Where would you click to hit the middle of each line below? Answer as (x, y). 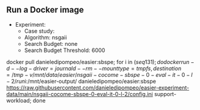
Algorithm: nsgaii (45, 37)
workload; (19, 100)
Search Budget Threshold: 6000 (65, 50)
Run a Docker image (45, 10)
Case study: (39, 31)
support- (166, 94)
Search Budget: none (51, 44)
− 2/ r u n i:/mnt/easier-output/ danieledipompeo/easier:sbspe (81, 81)
